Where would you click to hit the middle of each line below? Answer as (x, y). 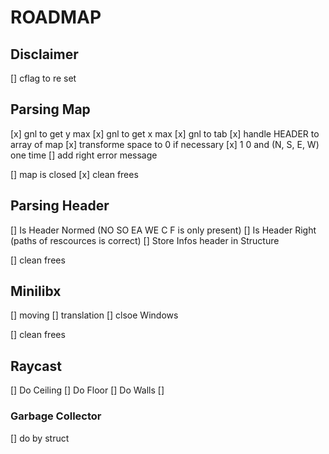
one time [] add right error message (84, 155)
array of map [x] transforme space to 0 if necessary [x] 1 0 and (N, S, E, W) (165, 144)
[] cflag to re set (43, 78)
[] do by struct (40, 438)
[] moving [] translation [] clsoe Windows (94, 315)
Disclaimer (44, 54)
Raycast (36, 366)
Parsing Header (60, 206)
